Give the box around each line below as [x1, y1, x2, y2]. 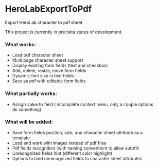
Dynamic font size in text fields [12, 73, 74, 79]
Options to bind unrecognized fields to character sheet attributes [12, 155, 142, 161]
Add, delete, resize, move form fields [12, 68, 87, 74]
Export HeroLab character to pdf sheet [5, 19, 83, 25]
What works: [5, 41, 36, 48]
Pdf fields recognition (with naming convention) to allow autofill [12, 145, 139, 151]
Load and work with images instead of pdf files [12, 140, 106, 146]
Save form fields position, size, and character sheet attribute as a [12, 129, 143, 135]
